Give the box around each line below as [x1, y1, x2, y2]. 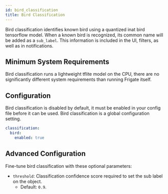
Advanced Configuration [5, 149, 86, 158]
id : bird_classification [5, 7, 58, 13]
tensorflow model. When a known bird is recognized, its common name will [5, 32, 163, 38]
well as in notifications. [5, 42, 54, 49]
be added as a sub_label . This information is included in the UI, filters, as [5, 37, 159, 44]
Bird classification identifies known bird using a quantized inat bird [5, 26, 145, 32]
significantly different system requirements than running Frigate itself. [5, 76, 152, 82]
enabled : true [14, 135, 44, 140]
